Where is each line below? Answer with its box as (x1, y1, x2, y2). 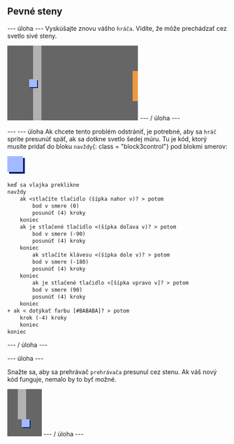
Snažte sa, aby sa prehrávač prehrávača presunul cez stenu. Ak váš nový (7, 367, 217, 376)
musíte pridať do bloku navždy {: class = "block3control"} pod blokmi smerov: (7, 142, 228, 150)
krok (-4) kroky (20, 314, 68, 321)
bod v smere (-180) (32, 258, 89, 265)
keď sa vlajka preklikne (7, 181, 80, 188)
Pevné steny (7, 6, 63, 17)
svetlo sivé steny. (7, 31, 57, 40)
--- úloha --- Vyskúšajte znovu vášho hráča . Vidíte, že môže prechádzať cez (7, 24, 227, 32)
